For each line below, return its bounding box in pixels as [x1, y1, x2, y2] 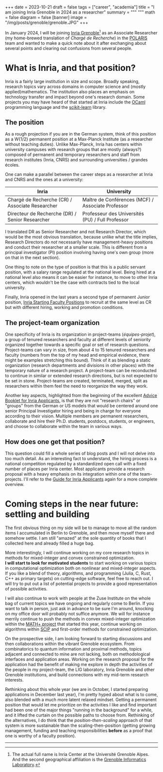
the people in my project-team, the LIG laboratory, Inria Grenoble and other [5, 667, 155, 672]
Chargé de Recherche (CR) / [7, 196, 72, 203]
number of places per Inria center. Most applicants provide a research [5, 466, 145, 472]
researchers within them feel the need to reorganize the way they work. [5, 383, 148, 389]
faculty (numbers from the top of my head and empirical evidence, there [5, 352, 149, 358]
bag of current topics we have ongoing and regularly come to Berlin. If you [5, 600, 154, 606]
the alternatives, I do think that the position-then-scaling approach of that [5, 717, 152, 723]
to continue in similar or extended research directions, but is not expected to [5, 373, 158, 378]
